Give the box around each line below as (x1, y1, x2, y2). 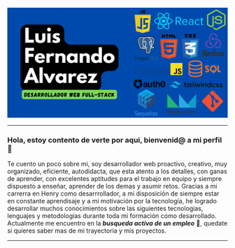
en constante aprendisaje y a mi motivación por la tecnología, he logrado (7, 197, 217, 205)
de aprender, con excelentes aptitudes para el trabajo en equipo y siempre (7, 175, 222, 183)
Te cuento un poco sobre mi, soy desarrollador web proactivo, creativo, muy (7, 160, 227, 168)
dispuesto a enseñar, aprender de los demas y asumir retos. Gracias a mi (7, 182, 218, 191)
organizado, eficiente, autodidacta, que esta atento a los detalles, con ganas (7, 167, 227, 175)
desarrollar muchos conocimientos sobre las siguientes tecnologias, (7, 204, 204, 213)
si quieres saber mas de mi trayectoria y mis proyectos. (7, 226, 166, 235)
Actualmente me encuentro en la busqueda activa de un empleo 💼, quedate (7, 219, 228, 228)
